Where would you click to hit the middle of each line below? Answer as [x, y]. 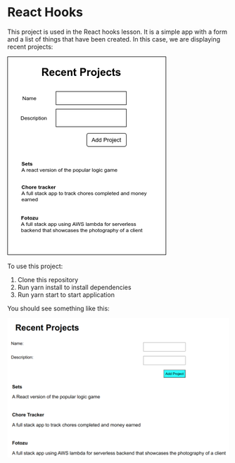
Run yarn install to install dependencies [74, 287]
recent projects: [30, 46]
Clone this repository [48, 279]
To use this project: [35, 266]
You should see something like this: [59, 308]
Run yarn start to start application [66, 294]
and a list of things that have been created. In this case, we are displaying [114, 39]
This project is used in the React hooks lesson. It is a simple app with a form [117, 32]
